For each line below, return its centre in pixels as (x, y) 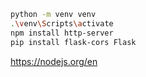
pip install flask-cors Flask (73, 42)
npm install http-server (62, 33)
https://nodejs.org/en (54, 61)
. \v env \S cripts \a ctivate (62, 23)
